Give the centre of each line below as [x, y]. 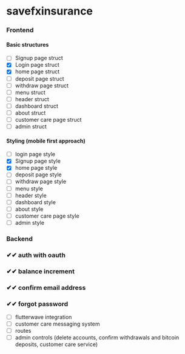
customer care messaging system [57, 324]
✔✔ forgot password [37, 304]
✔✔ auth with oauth [36, 255]
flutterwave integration [43, 317]
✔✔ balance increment [40, 271]
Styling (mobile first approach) [46, 141]
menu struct [30, 92]
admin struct [31, 126]
